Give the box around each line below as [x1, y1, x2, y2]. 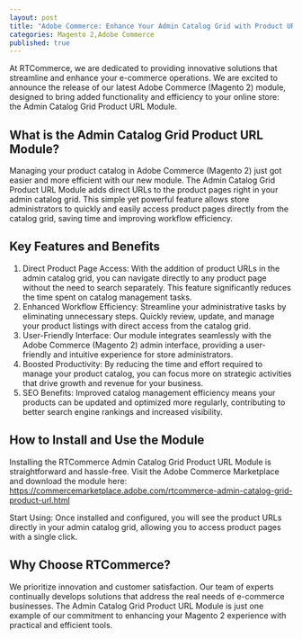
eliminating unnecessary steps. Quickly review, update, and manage [22, 310, 275, 321]
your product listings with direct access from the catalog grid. [22, 320, 252, 331]
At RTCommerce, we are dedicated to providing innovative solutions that [9, 63, 278, 74]
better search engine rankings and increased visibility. [22, 406, 223, 417]
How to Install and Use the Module [9, 433, 205, 448]
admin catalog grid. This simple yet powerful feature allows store [9, 194, 250, 205]
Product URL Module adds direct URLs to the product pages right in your [9, 184, 279, 195]
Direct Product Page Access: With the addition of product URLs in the [22, 263, 280, 274]
